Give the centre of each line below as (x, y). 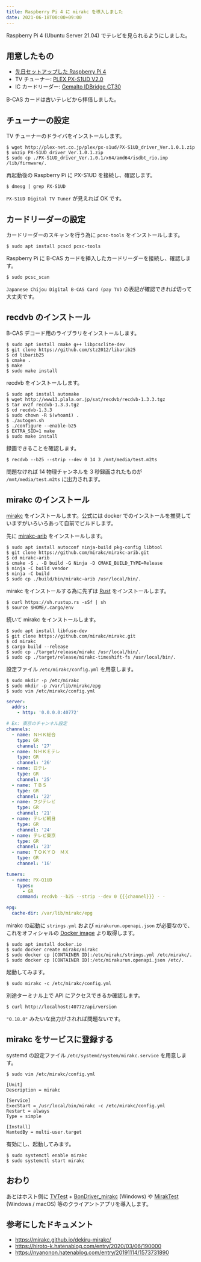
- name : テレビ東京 (34, 835)
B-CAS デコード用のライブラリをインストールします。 (73, 333)
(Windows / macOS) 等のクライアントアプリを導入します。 (79, 1204)
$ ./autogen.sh (25, 420)
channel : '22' (35, 796)
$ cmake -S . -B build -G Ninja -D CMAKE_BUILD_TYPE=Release (85, 563)
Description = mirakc (33, 1090)
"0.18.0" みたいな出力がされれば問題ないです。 (65, 1019)
